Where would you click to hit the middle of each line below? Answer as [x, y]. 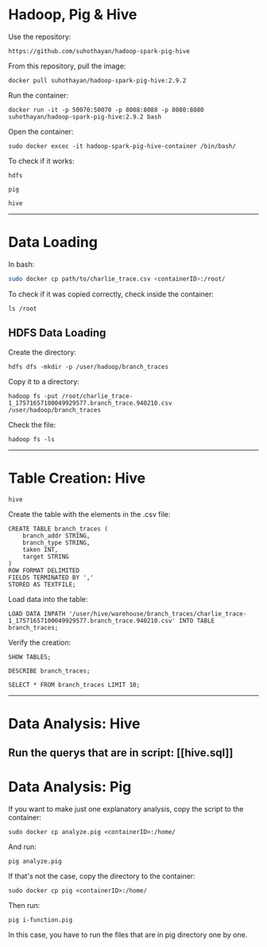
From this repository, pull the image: [67, 66]
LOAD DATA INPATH [37, 614]
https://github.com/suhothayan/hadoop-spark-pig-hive [99, 51]
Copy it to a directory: [44, 381]
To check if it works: [41, 161]
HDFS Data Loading [57, 333]
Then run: [24, 906]
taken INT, [41, 549]
